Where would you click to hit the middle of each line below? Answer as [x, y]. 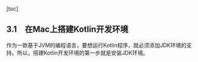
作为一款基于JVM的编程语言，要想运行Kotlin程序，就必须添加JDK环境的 [97, 45]
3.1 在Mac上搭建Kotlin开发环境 [67, 29]
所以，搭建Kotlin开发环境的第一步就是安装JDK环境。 [83, 53]
